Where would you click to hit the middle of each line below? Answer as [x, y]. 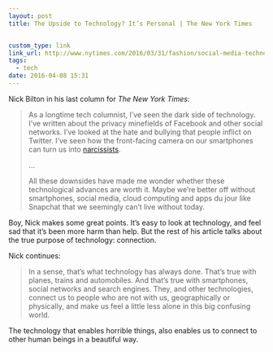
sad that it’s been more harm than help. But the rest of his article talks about [135, 231]
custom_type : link [39, 46]
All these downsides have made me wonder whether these [126, 181]
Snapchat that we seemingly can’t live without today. [117, 207]
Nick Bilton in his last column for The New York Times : [99, 99]
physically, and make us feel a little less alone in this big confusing [139, 306]
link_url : [25, 53]
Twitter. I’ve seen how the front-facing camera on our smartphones [141, 140]
